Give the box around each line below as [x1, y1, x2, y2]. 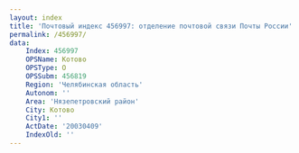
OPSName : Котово [25, 55, 88, 64]
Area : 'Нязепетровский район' [25, 96, 140, 106]
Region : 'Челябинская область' [25, 80, 144, 89]
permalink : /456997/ [9, 30, 88, 39]
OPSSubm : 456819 [25, 72, 88, 81]
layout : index [9, 13, 63, 22]
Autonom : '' [25, 88, 70, 97]
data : [9, 38, 30, 48]
